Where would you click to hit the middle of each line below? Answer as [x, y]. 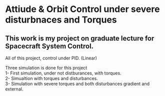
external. [14, 89]
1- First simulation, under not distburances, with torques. [63, 73]
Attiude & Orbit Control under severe [82, 9]
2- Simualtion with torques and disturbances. [52, 78]
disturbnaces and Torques [61, 20]
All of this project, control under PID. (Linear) [51, 58]
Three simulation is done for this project [46, 68]
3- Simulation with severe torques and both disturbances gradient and [77, 84]
